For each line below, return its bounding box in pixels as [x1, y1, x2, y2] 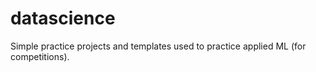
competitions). [10, 50, 70, 62]
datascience [10, 7, 116, 30]
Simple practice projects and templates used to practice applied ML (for [10, 40, 307, 52]
